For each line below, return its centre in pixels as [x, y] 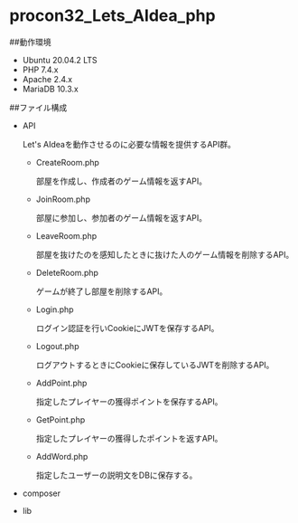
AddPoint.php [61, 383]
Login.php [55, 309]
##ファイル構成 [38, 107]
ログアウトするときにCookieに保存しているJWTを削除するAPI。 [155, 365]
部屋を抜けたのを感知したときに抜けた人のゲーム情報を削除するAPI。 [165, 254]
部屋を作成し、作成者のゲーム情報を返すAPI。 [121, 181]
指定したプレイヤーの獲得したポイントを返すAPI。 [129, 438]
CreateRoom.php [67, 162]
